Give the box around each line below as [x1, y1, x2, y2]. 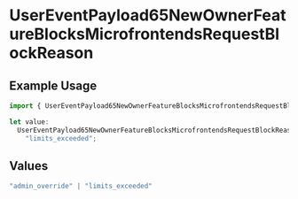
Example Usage [9, 78, 98, 93]
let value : [9, 117, 50, 126]
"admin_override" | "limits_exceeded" [9, 182, 153, 191]
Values [9, 158, 49, 173]
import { [9, 102, 42, 111]
